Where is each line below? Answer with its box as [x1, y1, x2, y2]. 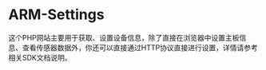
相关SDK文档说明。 [8, 52, 72, 62]
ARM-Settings [8, 6, 105, 24]
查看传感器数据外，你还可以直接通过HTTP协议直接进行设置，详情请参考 [22, 42, 258, 52]
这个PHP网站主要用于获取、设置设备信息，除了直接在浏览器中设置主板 [8, 33, 240, 42]
